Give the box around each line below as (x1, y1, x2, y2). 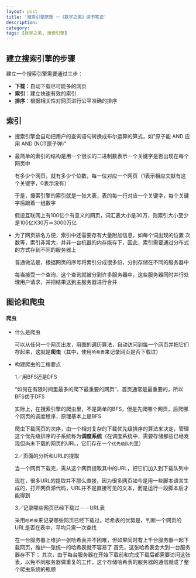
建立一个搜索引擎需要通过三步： (6, 70, 83, 77)
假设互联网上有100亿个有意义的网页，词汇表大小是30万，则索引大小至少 (14, 211, 189, 218)
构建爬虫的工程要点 (14, 361, 61, 368)
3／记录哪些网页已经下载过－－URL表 (14, 504, 105, 511)
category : (6, 25, 30, 31)
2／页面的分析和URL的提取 (14, 452, 80, 460)
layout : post (6, 8, 38, 15)
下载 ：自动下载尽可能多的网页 (14, 83, 87, 90)
